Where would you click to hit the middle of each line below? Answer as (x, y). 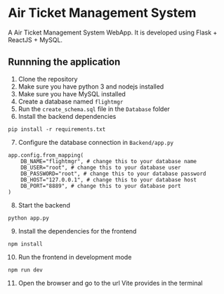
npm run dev (25, 270)
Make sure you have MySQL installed (72, 94)
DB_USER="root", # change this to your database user (101, 167)
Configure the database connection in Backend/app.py (96, 142)
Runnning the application (64, 62)
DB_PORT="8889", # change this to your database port (101, 186)
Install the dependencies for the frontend (77, 231)
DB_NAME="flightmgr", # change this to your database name (109, 161)
